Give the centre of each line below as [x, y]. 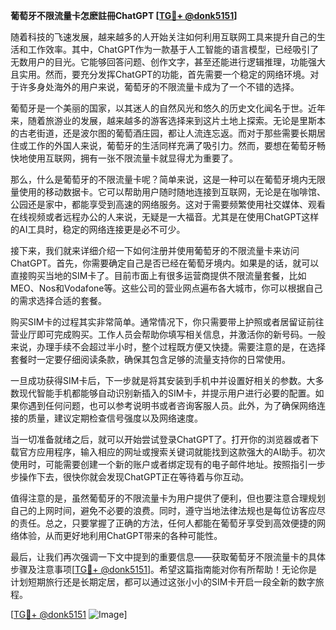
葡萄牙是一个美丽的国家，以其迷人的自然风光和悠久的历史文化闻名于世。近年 [168, 108]
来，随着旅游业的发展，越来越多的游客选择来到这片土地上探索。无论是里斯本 [168, 120]
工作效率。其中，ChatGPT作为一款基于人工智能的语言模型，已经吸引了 [173, 49]
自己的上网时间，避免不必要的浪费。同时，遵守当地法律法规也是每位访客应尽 [168, 510]
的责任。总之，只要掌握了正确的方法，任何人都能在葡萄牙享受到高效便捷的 [163, 523]
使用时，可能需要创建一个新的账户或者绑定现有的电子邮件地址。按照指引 [159, 464]
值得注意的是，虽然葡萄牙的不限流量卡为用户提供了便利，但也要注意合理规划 [168, 498]
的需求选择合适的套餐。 [58, 300]
